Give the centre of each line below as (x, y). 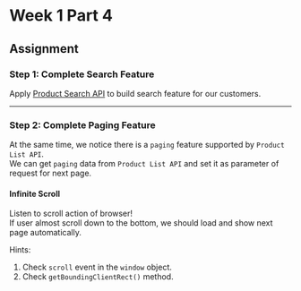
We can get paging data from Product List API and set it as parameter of (144, 164)
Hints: (20, 250)
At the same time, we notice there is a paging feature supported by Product (147, 145)
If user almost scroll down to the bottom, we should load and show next (141, 223)
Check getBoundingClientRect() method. (98, 277)
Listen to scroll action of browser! (71, 214)
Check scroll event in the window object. (97, 267)
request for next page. (51, 173)
